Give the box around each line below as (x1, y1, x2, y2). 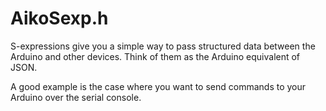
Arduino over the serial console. (10, 91, 142, 103)
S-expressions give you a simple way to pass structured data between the (10, 40, 316, 52)
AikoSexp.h (10, 7, 109, 30)
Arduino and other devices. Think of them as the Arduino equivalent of (10, 50, 301, 62)
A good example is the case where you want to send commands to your (10, 80, 307, 92)
